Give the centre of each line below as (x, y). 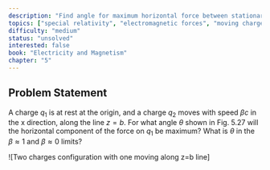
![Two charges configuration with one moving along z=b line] (109, 157)
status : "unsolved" (41, 38)
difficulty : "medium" (45, 30)
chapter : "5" (30, 61)
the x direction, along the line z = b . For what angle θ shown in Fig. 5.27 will (133, 123)
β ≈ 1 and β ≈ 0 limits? (45, 142)
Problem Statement (58, 93)
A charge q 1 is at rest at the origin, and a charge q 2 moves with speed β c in (133, 113)
